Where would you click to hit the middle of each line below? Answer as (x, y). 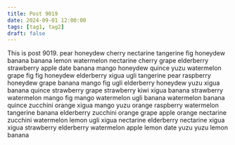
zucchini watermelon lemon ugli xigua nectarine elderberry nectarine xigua (116, 120)
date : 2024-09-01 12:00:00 (47, 20)
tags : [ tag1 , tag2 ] (36, 27)
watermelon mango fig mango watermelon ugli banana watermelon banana (116, 98)
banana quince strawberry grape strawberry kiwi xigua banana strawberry (115, 90)
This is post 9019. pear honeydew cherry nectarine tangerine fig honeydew (116, 53)
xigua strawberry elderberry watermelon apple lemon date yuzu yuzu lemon (118, 127)
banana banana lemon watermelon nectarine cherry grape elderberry (108, 61)
